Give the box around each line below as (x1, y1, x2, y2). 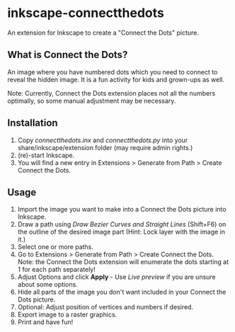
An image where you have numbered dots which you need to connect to (7, 67, 218, 76)
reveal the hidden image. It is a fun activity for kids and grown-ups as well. (7, 75, 225, 84)
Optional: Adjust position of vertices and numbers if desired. (17, 303, 193, 311)
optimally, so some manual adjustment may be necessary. (7, 96, 176, 105)
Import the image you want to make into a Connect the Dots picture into (17, 205, 227, 214)
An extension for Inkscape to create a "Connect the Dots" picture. (7, 28, 200, 37)
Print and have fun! (17, 318, 74, 326)
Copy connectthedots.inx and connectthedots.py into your (17, 136, 188, 144)
